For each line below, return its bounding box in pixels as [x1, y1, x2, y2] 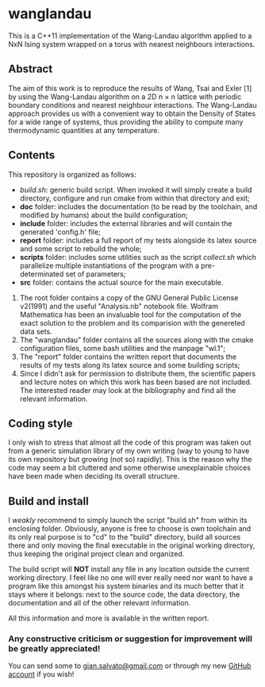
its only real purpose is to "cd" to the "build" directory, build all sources [8, 532, 241, 542]
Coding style [8, 417, 73, 430]
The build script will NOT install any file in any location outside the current [8, 564, 250, 574]
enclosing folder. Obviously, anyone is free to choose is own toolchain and [8, 524, 252, 533]
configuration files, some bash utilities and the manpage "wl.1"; [19, 343, 226, 353]
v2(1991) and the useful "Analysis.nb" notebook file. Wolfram [19, 301, 218, 311]
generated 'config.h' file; [19, 227, 101, 236]
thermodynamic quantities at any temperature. [8, 125, 160, 135]
